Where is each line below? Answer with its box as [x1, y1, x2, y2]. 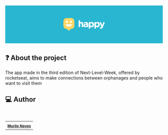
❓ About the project [5, 53, 66, 62]
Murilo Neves [7, 123, 31, 129]
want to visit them [5, 80, 42, 86]
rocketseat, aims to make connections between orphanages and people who [5, 74, 163, 80]
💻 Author [5, 95, 36, 104]
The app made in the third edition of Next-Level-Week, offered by [5, 69, 140, 75]
